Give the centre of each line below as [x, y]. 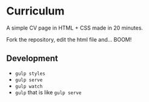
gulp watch [29, 86]
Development [32, 59]
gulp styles [30, 74]
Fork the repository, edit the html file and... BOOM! [69, 39]
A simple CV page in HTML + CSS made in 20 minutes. [75, 28]
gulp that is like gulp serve [48, 92]
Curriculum [35, 11]
